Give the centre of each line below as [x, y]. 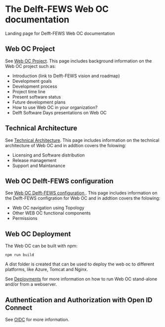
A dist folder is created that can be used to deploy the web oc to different [80, 264]
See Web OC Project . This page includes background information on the [79, 61]
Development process [35, 86]
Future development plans [39, 102]
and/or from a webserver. [31, 284]
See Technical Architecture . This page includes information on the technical [82, 140]
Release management [34, 160]
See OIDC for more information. [37, 320]
